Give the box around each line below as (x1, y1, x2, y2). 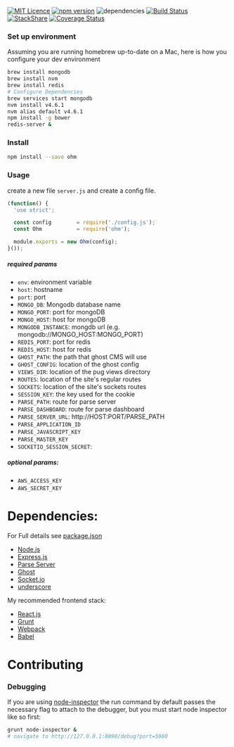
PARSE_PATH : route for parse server (17, 397, 117, 406)
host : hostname (17, 285, 63, 293)
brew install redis (7, 82, 65, 89)
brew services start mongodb (7, 95, 93, 102)
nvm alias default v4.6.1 (7, 108, 83, 115)
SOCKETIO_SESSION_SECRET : (17, 442, 93, 450)
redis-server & (7, 121, 52, 128)
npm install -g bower (7, 115, 71, 122)
